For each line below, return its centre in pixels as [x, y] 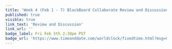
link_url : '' [19, 29]
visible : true [20, 19]
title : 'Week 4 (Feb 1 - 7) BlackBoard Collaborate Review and [74, 10]
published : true [23, 15]
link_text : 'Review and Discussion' [44, 24]
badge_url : [17, 39]
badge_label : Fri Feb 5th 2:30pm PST [46, 34]
